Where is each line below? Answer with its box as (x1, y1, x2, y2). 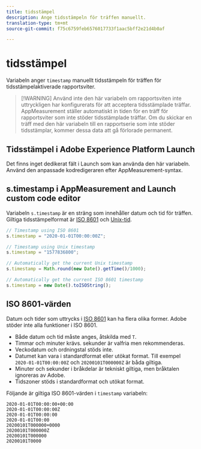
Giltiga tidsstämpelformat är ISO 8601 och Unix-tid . (6, 215, 132, 223)
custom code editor (6, 193, 81, 203)
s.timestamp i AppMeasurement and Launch (6, 184, 176, 194)
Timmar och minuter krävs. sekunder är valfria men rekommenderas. (14, 339, 185, 347)
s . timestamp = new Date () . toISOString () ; (6, 282, 112, 288)
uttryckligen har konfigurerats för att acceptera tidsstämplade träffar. (20, 101, 191, 108)
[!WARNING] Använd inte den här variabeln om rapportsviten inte (20, 94, 182, 102)
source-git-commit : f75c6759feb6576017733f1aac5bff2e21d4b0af (6, 25, 165, 32)
